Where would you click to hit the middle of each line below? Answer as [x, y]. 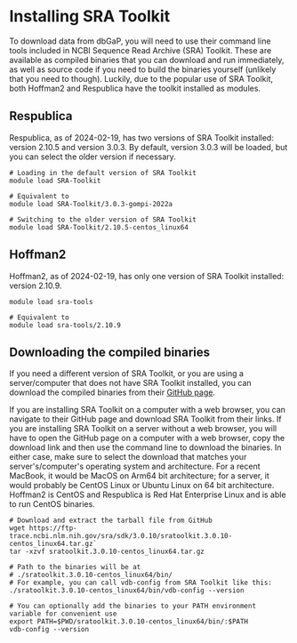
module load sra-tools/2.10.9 [65, 325]
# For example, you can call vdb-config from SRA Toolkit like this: [141, 583]
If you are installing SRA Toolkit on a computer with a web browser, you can [148, 410]
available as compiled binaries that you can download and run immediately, [147, 60]
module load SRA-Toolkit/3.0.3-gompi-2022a [91, 204]
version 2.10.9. [36, 285]
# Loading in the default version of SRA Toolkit [103, 173]
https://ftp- [53, 528]
